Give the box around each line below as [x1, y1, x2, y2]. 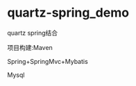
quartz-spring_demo [7, 5, 130, 21]
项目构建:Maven [7, 43, 53, 51]
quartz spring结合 [7, 28, 58, 37]
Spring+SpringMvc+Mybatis [7, 57, 88, 65]
